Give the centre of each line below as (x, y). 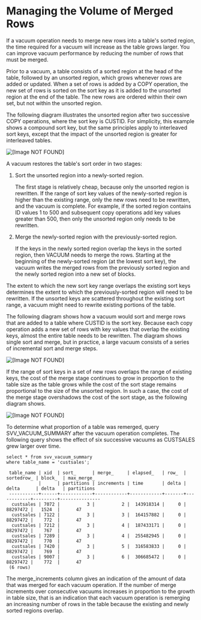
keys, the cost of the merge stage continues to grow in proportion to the (95, 378)
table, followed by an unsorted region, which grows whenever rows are (94, 77)
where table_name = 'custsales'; (48, 462)
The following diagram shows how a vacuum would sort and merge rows (96, 316)
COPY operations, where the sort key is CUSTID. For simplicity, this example (100, 121)
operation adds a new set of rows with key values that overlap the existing (98, 329)
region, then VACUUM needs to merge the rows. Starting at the (93, 255)
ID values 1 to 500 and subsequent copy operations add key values (98, 212)
